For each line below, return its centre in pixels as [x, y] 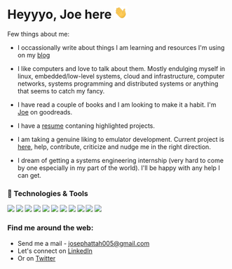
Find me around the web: [50, 228]
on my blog [34, 55]
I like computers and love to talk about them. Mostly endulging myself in [121, 69]
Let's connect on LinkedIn [55, 251]
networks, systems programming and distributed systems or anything [118, 84]
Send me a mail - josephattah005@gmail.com [83, 243]
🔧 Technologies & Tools [48, 193]
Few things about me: [39, 34]
